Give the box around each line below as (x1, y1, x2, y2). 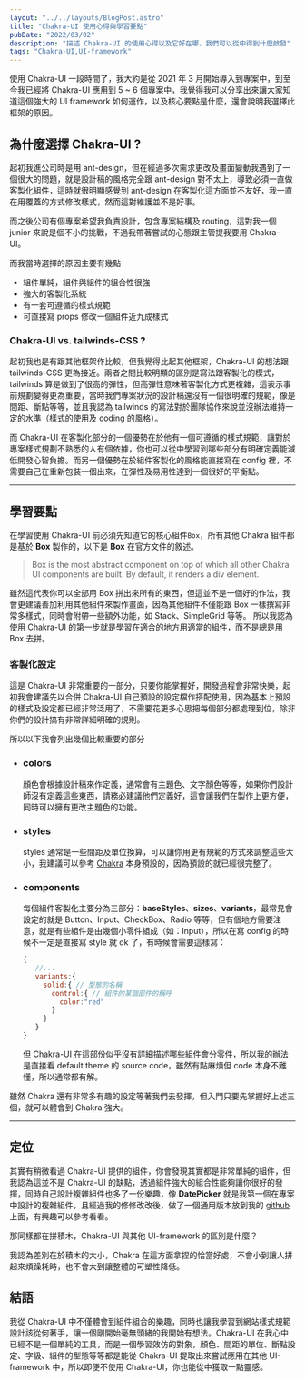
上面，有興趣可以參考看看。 (9, 1210, 113, 1222)
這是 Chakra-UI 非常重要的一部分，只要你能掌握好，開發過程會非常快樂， (9, 681, 283, 691)
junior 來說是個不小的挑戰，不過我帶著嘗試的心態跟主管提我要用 (9, 226, 248, 237)
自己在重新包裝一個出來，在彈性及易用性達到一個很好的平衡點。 (25, 466, 264, 477)
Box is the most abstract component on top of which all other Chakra (31, 560, 290, 571)
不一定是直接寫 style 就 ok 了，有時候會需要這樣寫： (30, 937, 227, 948)
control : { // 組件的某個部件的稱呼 (51, 989, 172, 998)
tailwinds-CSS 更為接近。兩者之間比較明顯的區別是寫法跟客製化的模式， (9, 367, 280, 378)
